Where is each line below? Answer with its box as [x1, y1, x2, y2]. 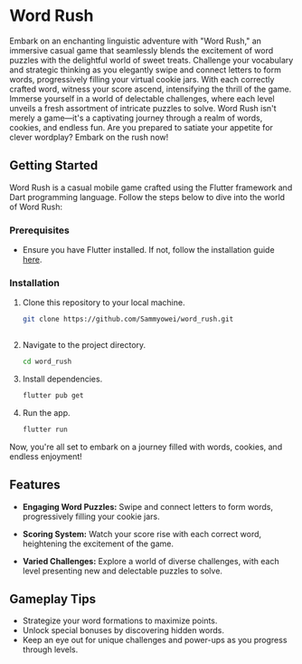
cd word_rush [22, 357, 72, 367]
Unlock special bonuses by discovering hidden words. [22, 625, 224, 636]
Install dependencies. [22, 373, 103, 384]
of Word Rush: [9, 201, 63, 212]
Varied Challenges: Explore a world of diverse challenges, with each [22, 555, 279, 566]
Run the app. [22, 407, 71, 418]
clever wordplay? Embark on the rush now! [9, 131, 169, 142]
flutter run [22, 425, 68, 434]
